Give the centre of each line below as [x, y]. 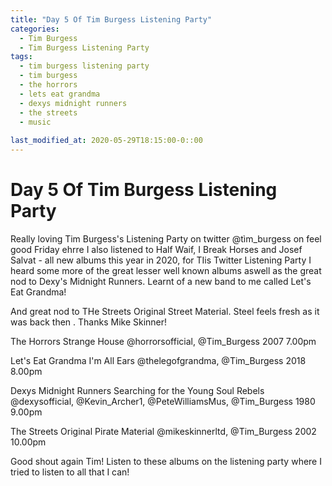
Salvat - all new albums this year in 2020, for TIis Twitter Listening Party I [161, 260]
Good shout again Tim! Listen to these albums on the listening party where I [166, 461]
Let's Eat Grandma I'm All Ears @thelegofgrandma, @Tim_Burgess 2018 [158, 360]
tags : [21, 57]
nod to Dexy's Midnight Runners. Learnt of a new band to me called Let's [161, 281]
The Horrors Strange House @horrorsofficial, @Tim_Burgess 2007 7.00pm [163, 341]
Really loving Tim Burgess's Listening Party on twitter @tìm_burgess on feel [166, 238]
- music [35, 122]
